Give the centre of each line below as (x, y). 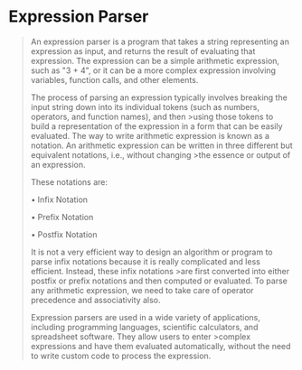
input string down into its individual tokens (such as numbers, (145, 106)
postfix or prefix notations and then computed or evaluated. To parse (159, 281)
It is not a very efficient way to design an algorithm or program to (151, 252)
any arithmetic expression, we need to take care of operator (142, 290)
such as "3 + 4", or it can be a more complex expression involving (153, 70)
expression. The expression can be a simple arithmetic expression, (155, 60)
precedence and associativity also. (95, 300)
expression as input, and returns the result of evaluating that (143, 51)
